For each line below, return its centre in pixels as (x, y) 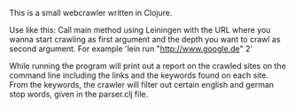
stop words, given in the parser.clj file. (79, 94)
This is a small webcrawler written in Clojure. (91, 13)
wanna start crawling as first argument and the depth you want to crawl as (145, 39)
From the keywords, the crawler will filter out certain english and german (142, 85)
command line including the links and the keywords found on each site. (139, 75)
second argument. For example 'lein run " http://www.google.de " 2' (131, 49)
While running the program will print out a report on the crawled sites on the (147, 66)
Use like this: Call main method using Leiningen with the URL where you (140, 30)
